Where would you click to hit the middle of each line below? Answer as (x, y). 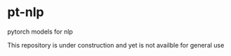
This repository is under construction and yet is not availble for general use (116, 45)
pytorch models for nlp (40, 31)
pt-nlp (26, 12)
